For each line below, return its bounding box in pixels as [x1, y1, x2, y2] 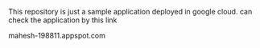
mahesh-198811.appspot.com [8, 31, 106, 40]
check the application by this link [8, 15, 118, 25]
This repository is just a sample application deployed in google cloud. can [8, 7, 253, 16]
